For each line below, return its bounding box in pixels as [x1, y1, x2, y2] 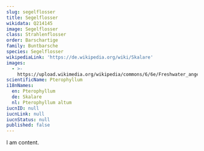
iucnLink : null [6, 111, 45, 117]
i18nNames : [6, 83, 34, 89]
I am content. [6, 139, 39, 146]
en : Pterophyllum [12, 88, 56, 94]
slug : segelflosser [6, 9, 56, 15]
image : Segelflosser [6, 26, 59, 32]
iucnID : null [6, 105, 39, 111]
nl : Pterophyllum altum [12, 99, 72, 105]
